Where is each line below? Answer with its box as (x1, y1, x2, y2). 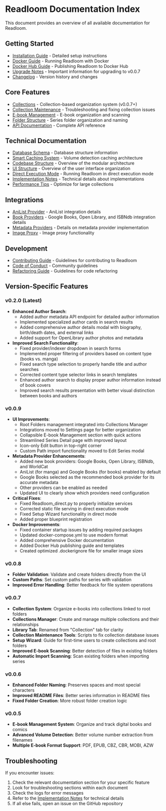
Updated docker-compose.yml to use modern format (19, 532, 128, 538)
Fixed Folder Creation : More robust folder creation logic (12, 698, 127, 703)
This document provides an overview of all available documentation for (5, 20, 150, 26)
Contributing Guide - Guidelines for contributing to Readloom (12, 258, 137, 263)
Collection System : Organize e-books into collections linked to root (12, 605, 151, 611)
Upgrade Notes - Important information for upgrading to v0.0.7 (12, 68, 140, 74)
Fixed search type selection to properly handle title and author (19, 361, 147, 367)
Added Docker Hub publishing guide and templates (19, 542, 124, 548)
